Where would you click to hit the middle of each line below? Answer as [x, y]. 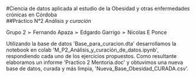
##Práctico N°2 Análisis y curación [49, 21]
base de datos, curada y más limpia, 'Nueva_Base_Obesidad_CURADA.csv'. [97, 69]
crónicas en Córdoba [31, 15]
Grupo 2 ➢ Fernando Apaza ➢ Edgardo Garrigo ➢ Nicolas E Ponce [87, 32]
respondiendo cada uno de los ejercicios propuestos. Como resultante [92, 56]
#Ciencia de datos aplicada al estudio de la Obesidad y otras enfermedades [98, 9]
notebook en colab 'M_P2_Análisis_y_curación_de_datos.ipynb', [82, 50]
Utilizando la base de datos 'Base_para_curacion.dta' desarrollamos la [91, 44]
